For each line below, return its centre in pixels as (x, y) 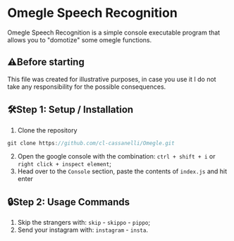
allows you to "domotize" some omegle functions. (80, 39)
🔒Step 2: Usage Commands (69, 202)
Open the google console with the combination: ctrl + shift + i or (116, 156)
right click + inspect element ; (64, 164)
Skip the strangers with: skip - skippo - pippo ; (84, 223)
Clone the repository (47, 130)
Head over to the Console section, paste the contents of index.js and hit (122, 171)
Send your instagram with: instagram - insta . (82, 230)
